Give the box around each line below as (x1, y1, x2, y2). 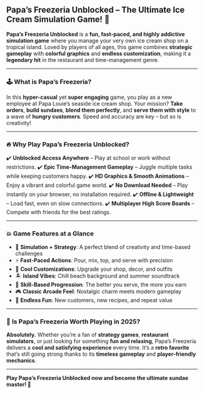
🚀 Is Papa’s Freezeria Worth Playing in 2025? (6, 317, 141, 325)
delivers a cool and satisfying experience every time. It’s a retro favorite (6, 344, 189, 351)
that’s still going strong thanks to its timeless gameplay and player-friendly (6, 350, 196, 358)
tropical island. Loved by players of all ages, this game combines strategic (6, 43, 193, 50)
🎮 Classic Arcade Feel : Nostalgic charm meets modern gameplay (15, 288, 182, 295)
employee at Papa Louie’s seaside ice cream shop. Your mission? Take (6, 100, 183, 107)
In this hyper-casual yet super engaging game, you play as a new (6, 93, 172, 101)
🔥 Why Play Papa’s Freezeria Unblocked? (6, 140, 129, 149)
